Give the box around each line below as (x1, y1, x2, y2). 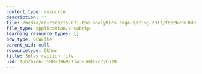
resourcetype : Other (6, 48, 58, 54)
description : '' (6, 14, 47, 20)
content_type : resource (6, 8, 66, 15)
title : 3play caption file (6, 53, 74, 59)
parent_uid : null (6, 42, 50, 48)
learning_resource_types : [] (6, 31, 79, 37)
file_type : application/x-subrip (6, 25, 90, 32)
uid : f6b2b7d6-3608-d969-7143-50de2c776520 (6, 58, 117, 64)
